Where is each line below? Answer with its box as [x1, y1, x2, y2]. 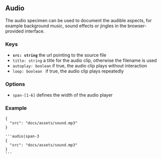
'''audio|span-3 [5, 133, 39, 139]
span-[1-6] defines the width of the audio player [12, 92, 113, 98]
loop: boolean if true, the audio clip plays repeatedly [12, 68, 124, 74]
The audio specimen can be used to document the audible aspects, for [5, 17, 152, 23]
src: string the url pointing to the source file [12, 52, 107, 58]
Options [5, 81, 25, 88]
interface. [25, 28, 45, 34]
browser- [127, 23, 147, 29]
